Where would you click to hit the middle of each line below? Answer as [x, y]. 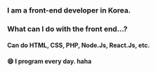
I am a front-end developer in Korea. [69, 10]
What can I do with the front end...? [67, 28]
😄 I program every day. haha [49, 62]
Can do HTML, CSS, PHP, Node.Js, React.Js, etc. [78, 45]
